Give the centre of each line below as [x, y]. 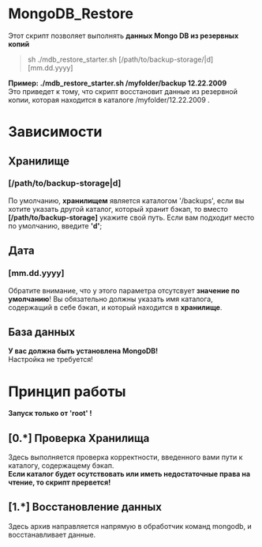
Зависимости [55, 132]
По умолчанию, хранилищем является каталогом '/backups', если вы [126, 200]
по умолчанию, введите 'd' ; [55, 225]
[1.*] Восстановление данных [85, 507]
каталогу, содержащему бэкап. [61, 466]
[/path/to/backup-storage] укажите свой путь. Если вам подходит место [131, 217]
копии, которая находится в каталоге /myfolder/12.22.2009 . [109, 100]
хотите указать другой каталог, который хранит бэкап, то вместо [118, 209]
